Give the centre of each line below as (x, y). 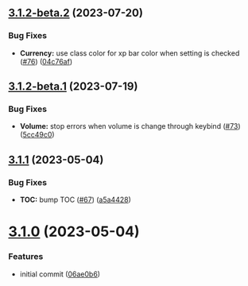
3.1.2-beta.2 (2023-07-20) (76, 13)
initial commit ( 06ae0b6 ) (60, 274)
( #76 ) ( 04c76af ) (46, 61)
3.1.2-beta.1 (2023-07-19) (73, 87)
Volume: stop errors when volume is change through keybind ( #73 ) (130, 126)
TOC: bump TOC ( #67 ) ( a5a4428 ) (75, 200)
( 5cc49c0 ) (37, 135)
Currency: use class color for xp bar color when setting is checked (130, 53)
